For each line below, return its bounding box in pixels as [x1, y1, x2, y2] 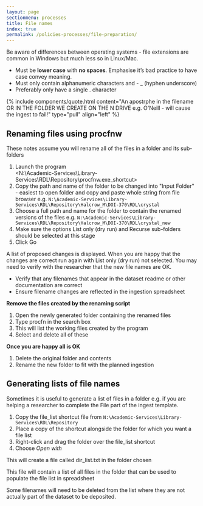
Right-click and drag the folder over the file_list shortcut [15, 438, 156, 445]
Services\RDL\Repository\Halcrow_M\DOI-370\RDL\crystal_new [15, 220, 171, 226]
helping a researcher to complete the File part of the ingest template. [6, 401, 179, 408]
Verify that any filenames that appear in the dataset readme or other [15, 275, 186, 282]
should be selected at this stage [15, 232, 95, 239]
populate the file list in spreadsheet [6, 474, 95, 482]
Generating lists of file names [6, 379, 120, 389]
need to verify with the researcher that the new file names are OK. [6, 263, 172, 270]
